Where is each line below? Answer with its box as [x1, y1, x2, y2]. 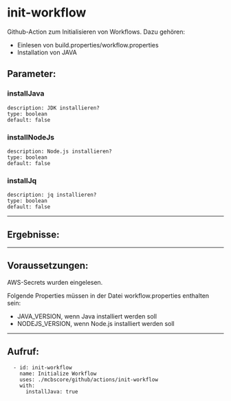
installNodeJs [7, 132, 55, 142]
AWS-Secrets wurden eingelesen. [7, 278, 103, 286]
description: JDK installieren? [7, 105, 100, 111]
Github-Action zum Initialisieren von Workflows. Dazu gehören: [7, 28, 186, 36]
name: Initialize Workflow [19, 370, 97, 377]
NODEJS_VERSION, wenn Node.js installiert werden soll [16, 319, 175, 327]
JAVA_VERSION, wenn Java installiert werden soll [16, 312, 157, 321]
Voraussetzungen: [7, 260, 89, 272]
